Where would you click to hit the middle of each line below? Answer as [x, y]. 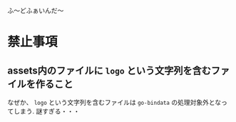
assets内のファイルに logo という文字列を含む [109, 70]
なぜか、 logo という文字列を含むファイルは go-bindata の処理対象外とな [114, 102]
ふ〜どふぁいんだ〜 [36, 10]
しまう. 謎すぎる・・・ [46, 111]
